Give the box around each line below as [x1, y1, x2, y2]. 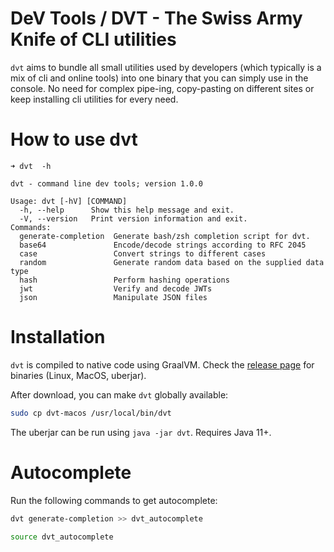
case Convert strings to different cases [19, 248, 267, 259]
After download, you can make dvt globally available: [10, 388, 229, 401]
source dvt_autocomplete [10, 532, 114, 542]
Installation [10, 326, 106, 349]
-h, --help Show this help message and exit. [19, 205, 235, 215]
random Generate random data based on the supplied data [19, 257, 325, 267]
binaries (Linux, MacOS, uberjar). [10, 369, 147, 381]
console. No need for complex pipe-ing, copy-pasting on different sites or [10, 82, 315, 94]
